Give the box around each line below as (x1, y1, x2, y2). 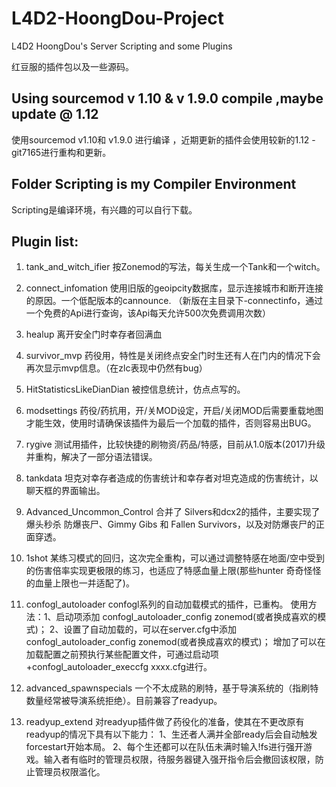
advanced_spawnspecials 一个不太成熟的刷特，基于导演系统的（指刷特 (25, 682, 319, 694)
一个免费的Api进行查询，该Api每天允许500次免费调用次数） (25, 307, 272, 319)
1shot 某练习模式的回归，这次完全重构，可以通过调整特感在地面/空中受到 (25, 552, 326, 564)
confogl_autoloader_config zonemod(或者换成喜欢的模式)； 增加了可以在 (25, 636, 326, 648)
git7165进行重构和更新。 (11, 146, 112, 158)
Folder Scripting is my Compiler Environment (11, 176, 297, 193)
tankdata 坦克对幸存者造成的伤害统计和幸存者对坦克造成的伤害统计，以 (25, 472, 319, 484)
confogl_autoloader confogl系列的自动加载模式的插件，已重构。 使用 (25, 598, 309, 611)
